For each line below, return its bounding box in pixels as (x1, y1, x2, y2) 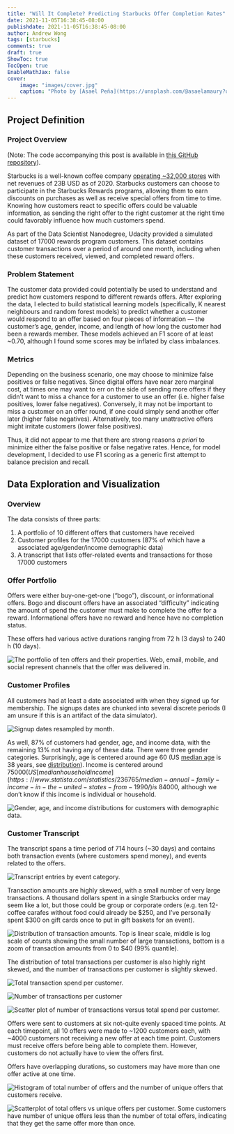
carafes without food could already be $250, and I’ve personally (27, 908, 211, 916)
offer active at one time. (7, 1069, 76, 1078)
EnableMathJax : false (7, 68, 70, 75)
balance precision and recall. (7, 458, 91, 466)
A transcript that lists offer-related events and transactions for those (17, 551, 213, 559)
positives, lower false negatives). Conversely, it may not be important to (7, 400, 213, 408)
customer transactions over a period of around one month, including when (7, 244, 221, 253)
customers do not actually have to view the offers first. (7, 1048, 164, 1057)
